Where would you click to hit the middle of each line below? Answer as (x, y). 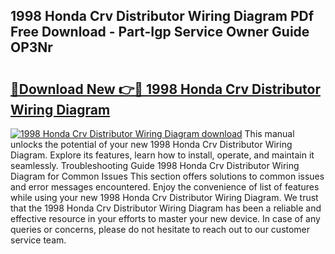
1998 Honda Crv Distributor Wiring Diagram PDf (162, 16)
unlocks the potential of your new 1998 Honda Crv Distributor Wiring (151, 144)
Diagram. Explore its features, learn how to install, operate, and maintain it (162, 155)
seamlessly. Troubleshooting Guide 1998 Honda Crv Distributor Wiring (155, 165)
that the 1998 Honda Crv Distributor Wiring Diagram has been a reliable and (166, 208)
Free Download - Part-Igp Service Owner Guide (160, 32)
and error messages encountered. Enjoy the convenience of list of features (165, 187)
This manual (269, 133)
